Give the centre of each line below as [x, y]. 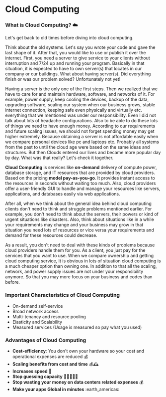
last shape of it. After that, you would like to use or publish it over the [76, 53]
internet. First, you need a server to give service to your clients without [78, 58]
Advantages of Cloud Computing [46, 340]
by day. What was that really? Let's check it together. [59, 158]
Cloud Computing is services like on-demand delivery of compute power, [81, 168]
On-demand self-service [38, 306]
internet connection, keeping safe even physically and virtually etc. [74, 110]
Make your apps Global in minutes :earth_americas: [66, 390]
